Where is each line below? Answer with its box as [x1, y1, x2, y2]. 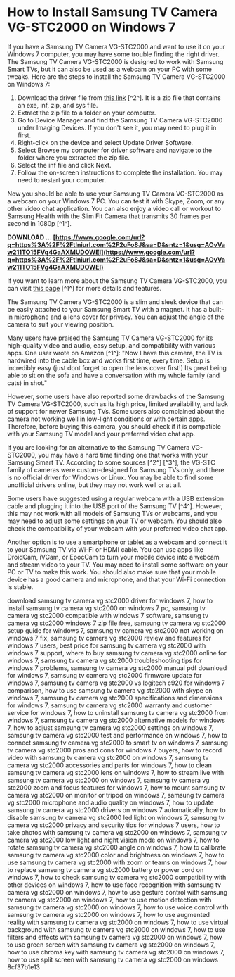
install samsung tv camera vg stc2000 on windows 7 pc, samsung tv [7, 603, 206, 612]
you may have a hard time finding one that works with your [38, 450, 208, 459]
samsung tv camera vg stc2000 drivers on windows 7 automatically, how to [7, 805, 226, 814]
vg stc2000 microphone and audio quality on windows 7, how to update [7, 798, 214, 807]
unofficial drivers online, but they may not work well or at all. [7, 480, 182, 489]
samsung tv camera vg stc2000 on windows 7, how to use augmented [7, 910, 210, 919]
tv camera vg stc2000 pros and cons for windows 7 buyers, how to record [7, 745, 222, 754]
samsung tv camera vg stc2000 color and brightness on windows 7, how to [7, 850, 225, 859]
